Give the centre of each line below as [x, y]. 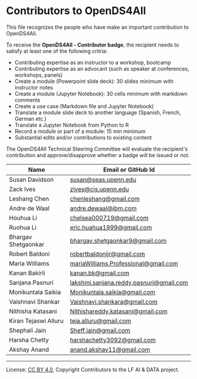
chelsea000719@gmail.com [109, 218]
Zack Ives [23, 189]
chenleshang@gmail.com [105, 198]
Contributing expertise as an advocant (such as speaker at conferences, [102, 68]
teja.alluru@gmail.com [101, 321]
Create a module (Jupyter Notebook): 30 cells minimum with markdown [101, 94]
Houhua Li [23, 218]
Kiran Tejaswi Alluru [36, 321]
